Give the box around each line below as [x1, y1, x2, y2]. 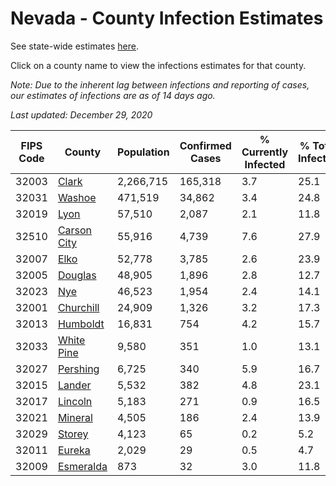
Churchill [57, 300, 100, 314]
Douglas [57, 268, 97, 282]
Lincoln [57, 394, 93, 408]
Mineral [57, 410, 93, 424]
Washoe [57, 190, 97, 204]
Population [116, 145, 170, 159]
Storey [57, 427, 89, 441]
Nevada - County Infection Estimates [10, 7, 324, 30]
